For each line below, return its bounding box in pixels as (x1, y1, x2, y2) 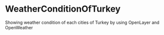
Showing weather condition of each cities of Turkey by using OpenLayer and (5, 19, 160, 25)
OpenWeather (5, 24, 33, 30)
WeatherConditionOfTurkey (5, 3, 121, 15)
